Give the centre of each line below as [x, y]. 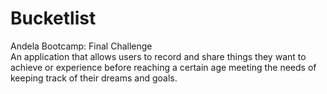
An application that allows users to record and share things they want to [158, 56]
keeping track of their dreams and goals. [94, 78]
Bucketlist [53, 18]
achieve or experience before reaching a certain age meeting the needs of [163, 67]
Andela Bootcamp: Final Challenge [81, 46]
